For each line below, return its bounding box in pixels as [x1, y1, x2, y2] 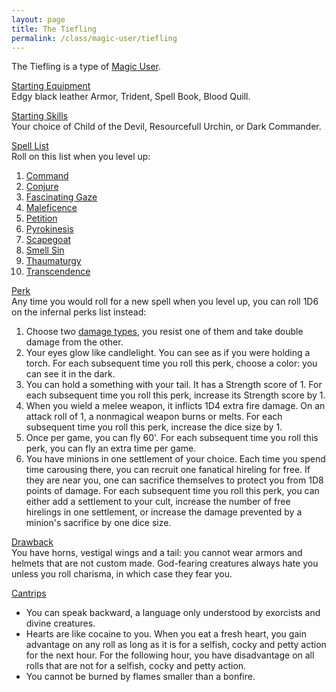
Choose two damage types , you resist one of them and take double [25, 326, 304, 338]
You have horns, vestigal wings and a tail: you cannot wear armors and [11, 547, 303, 559]
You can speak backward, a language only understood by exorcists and [25, 607, 321, 619]
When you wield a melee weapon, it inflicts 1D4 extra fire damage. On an [25, 400, 326, 412]
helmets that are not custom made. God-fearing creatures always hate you [11, 557, 319, 570]
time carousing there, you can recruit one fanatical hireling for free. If [25, 464, 311, 476]
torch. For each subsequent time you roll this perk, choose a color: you [25, 357, 318, 370]
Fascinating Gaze [25, 191, 98, 203]
